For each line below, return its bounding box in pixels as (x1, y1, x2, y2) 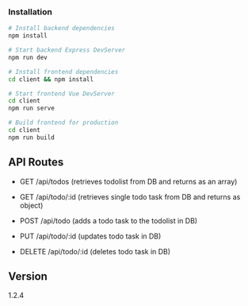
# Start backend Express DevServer (8, 46, 126, 54)
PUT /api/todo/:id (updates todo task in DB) (19, 231, 162, 241)
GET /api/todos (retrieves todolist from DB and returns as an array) (19, 176, 238, 186)
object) (19, 200, 44, 210)
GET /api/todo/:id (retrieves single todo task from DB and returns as (19, 192, 241, 201)
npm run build (8, 134, 55, 141)
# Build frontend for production (8, 118, 119, 127)
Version (8, 269, 48, 283)
